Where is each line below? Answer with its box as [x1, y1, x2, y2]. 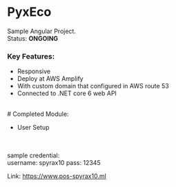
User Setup [17, 124, 50, 132]
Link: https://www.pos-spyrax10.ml [7, 172, 107, 180]
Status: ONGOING [7, 34, 59, 42]
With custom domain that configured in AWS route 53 [17, 82, 169, 90]
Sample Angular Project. [7, 27, 76, 35]
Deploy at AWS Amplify [17, 75, 84, 83]
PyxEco [7, 4, 52, 20]
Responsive [17, 67, 50, 76]
